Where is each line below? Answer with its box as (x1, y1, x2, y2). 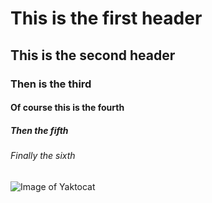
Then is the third (10, 77, 92, 91)
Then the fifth (10, 124, 69, 136)
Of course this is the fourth (10, 102, 125, 114)
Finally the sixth (10, 150, 76, 162)
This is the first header (10, 7, 203, 30)
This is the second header (10, 47, 176, 64)
